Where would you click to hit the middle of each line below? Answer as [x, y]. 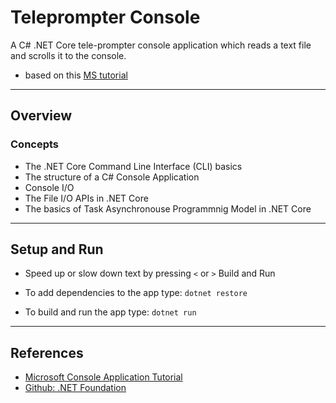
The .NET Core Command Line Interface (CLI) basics [133, 166]
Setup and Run [57, 249]
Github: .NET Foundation [75, 388]
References [47, 352]
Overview [41, 116]
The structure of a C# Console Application [112, 177]
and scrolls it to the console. [68, 55]
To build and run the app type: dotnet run [110, 312]
